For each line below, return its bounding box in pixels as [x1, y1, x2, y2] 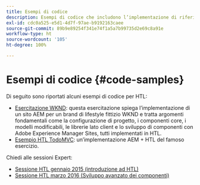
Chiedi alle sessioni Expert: [6, 153, 73, 161]
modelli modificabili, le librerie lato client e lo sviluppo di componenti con [14, 123, 193, 130]
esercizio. [14, 142, 39, 149]
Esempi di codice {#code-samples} [6, 73, 185, 87]
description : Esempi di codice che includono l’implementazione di [6, 14, 177, 20]
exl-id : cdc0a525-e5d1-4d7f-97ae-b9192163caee [6, 20, 124, 26]
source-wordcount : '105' [6, 36, 68, 42]
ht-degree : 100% [6, 42, 46, 48]
